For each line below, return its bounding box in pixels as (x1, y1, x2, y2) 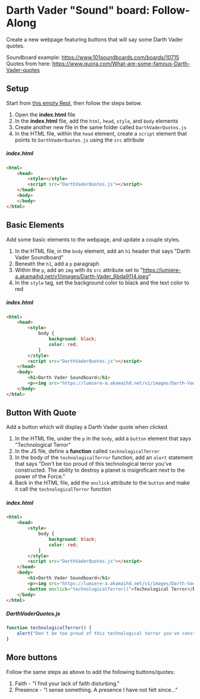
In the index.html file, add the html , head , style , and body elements (14, 117, 179, 124)
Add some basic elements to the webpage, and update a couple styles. (6, 236, 180, 243)
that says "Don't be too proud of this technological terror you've (14, 460, 172, 468)
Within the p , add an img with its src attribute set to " (14, 266, 143, 274)
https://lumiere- (142, 266, 182, 274)
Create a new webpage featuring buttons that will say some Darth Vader (6, 36, 183, 43)
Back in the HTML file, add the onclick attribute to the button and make (14, 479, 190, 487)
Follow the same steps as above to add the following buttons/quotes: (6, 668, 175, 675)
